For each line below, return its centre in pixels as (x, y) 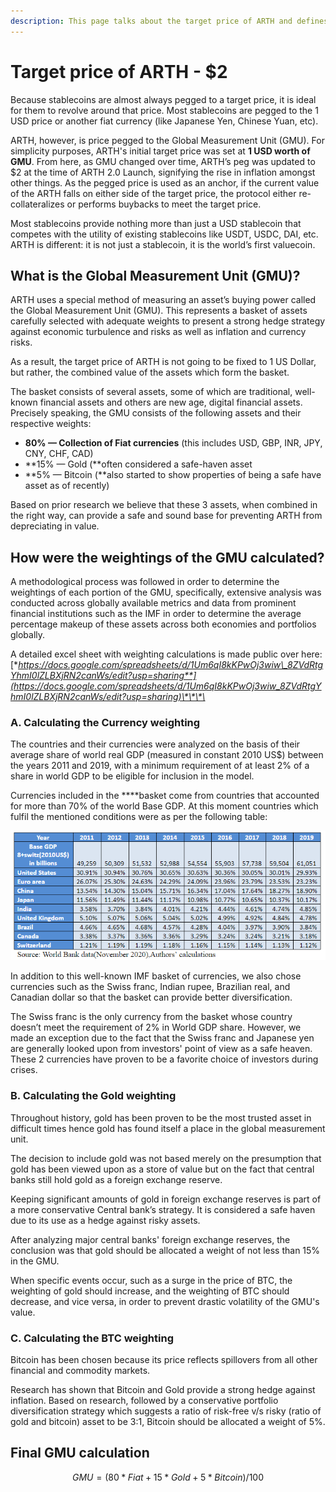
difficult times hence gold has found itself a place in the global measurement (168, 1128)
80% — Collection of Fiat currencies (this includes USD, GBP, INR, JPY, (173, 443)
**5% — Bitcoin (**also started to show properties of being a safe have (173, 475)
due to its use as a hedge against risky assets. (105, 1220)
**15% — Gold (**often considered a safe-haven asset (138, 464)
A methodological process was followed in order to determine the (145, 582)
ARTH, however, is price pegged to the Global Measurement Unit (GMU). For (167, 140)
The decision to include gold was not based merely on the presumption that (166, 1158)
